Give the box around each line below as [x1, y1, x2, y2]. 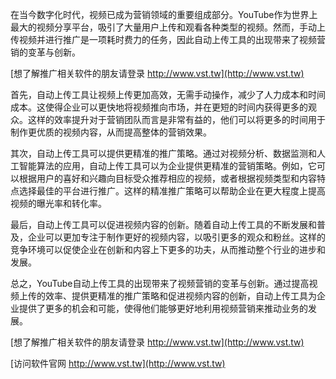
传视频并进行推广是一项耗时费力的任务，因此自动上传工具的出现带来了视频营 [10, 34, 326, 45]
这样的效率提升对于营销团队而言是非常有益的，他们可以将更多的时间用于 [27, 114, 326, 125]
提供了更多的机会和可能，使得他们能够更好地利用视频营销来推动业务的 [18, 303, 308, 314]
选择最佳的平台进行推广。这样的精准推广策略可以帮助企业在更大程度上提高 [18, 185, 326, 197]
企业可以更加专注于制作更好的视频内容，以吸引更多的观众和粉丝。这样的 [27, 231, 326, 243]
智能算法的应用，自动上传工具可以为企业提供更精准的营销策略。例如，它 [18, 160, 317, 172]
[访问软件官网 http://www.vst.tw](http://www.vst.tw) [10, 358, 226, 369]
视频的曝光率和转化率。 [10, 198, 107, 209]
